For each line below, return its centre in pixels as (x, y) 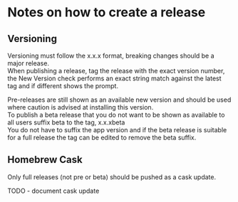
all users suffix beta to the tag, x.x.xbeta (66, 122)
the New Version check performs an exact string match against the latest (115, 78)
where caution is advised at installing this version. (81, 107)
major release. (29, 63)
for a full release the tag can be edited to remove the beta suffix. (102, 137)
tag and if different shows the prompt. (63, 86)
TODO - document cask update (53, 191)
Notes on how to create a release (107, 12)
